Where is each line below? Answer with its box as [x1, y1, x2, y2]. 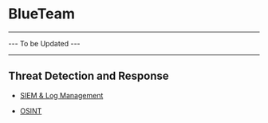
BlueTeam [8, 5, 76, 23]
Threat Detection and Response [8, 69, 169, 83]
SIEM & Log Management [19, 90, 104, 100]
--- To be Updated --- [8, 38, 81, 48]
